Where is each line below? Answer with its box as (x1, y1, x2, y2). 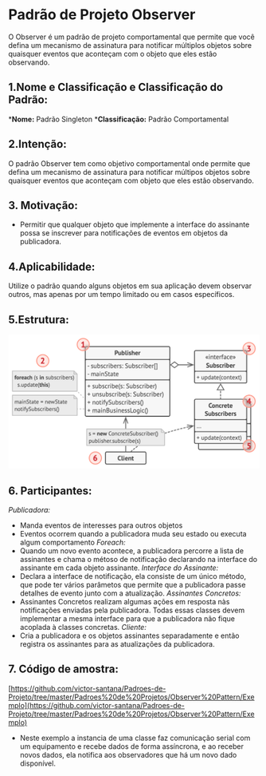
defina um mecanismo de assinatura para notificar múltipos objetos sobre (8, 167, 251, 176)
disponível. (19, 758, 56, 768)
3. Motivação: (8, 198, 78, 212)
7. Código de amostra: (8, 663, 119, 676)
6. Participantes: (8, 484, 92, 497)
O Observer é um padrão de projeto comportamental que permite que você (8, 32, 255, 42)
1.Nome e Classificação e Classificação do (8, 81, 224, 94)
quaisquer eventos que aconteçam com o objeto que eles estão (8, 49, 217, 58)
